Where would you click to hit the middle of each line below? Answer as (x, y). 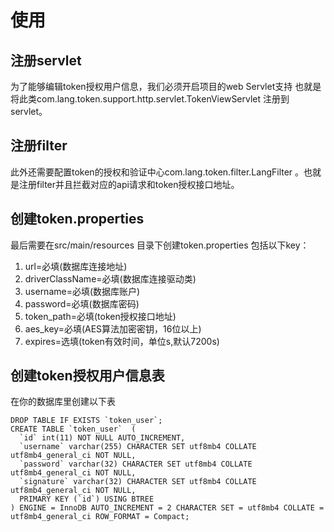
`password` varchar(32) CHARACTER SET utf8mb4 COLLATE (136, 464)
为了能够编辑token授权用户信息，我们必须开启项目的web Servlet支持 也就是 (166, 86)
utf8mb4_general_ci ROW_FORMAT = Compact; (100, 517)
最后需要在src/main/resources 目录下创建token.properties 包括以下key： (160, 245)
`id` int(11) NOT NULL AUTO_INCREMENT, (102, 438)
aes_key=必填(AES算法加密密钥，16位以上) (113, 328)
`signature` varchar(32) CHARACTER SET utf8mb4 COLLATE (138, 482)
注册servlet (46, 60)
